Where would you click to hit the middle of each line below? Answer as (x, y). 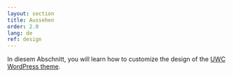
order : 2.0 (23, 26)
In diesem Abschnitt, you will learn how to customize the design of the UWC (116, 59)
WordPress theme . (34, 67)
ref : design (24, 40)
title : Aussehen (31, 20)
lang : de (20, 33)
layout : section (31, 14)
